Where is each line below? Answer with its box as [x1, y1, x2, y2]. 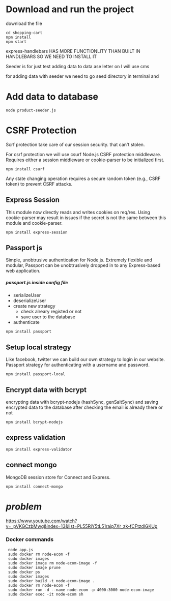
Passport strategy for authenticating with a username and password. [6, 362, 150, 368]
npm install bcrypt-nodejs [6, 419, 63, 425]
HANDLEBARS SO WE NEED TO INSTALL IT [6, 53, 97, 59]
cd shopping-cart [6, 30, 43, 35]
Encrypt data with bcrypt [6, 385, 87, 394]
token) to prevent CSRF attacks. [6, 181, 73, 187]
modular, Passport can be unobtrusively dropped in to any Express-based [6, 262, 161, 268]
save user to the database [20, 314, 76, 320]
